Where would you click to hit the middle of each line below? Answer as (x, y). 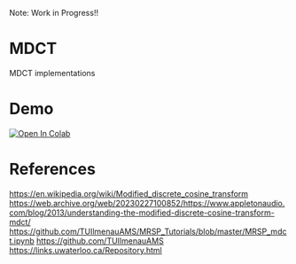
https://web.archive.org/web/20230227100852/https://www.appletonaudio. (147, 203)
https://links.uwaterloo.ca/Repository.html (86, 250)
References (52, 170)
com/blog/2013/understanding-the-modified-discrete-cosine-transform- (142, 213)
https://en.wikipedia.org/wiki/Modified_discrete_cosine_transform (129, 193)
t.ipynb (22, 241)
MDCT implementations (52, 73)
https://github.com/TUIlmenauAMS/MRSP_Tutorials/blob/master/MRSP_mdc (148, 231)
